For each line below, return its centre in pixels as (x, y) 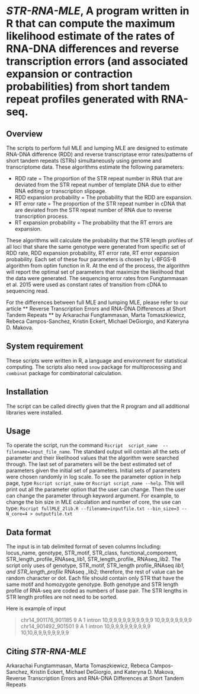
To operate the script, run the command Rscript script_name (82, 445)
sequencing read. (28, 291)
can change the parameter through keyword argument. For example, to (93, 496)
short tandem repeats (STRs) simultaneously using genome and (84, 161)
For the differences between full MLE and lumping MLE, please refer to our (97, 302)
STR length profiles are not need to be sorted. (62, 597)
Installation (27, 392)
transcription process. (42, 216)
